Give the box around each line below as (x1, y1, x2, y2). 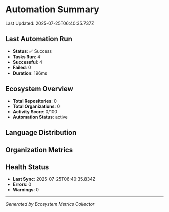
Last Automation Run (5, 35, 73, 43)
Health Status (5, 163, 49, 171)
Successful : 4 (12, 59, 43, 65)
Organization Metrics (5, 146, 73, 154)
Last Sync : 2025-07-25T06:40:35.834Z (12, 176, 96, 182)
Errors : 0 (12, 181, 32, 187)
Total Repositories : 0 (12, 98, 57, 104)
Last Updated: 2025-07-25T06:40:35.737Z (5, 20, 94, 26)
